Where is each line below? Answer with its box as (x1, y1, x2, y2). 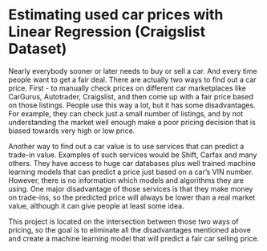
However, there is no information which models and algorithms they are (8, 175, 245, 185)
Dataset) (8, 40, 67, 58)
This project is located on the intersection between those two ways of (8, 217, 239, 226)
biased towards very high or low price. (8, 126, 136, 136)
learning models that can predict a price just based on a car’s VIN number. (8, 167, 254, 176)
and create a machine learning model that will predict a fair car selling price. (8, 233, 260, 243)
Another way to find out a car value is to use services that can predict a (8, 141, 245, 151)
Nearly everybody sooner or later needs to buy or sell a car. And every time (8, 66, 258, 75)
